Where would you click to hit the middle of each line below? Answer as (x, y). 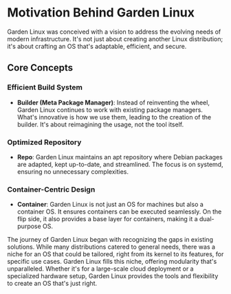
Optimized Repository (44, 142)
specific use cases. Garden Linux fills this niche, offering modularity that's (112, 262)
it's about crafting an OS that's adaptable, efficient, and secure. (97, 46)
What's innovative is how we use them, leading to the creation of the (114, 117)
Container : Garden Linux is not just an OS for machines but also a (110, 205)
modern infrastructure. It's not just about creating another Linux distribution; (115, 38)
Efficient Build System (45, 87)
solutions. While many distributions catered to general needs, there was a (111, 247)
